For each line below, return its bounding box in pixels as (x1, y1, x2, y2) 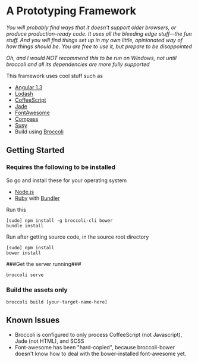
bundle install (6, 223, 44, 229)
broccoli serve (6, 272, 44, 278)
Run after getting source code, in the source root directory (6, 233, 149, 240)
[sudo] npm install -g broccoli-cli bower (6, 217, 113, 224)
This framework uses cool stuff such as (6, 72, 103, 79)
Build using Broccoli (14, 128, 64, 135)
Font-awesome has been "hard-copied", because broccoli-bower (14, 343, 175, 351)
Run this (6, 206, 27, 213)
